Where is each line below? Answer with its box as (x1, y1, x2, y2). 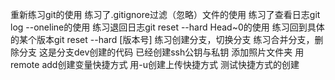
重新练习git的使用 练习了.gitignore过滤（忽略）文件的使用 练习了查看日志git (10, 9, 321, 20)
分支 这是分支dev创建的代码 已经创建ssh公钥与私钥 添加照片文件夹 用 (18, 46, 305, 58)
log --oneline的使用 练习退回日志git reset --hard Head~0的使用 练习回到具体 (10, 21, 325, 33)
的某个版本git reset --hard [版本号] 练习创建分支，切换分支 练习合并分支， (10, 34, 315, 45)
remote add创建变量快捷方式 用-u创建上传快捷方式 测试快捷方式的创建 (10, 59, 300, 70)
